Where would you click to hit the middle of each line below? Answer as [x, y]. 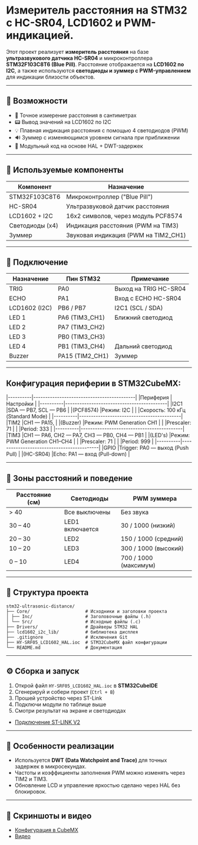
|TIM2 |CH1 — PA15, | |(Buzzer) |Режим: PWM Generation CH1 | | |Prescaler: [99, 422]
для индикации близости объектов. [51, 77]
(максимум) [138, 565]
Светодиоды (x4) [34, 225]
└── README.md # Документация [64, 648]
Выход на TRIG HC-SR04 [150, 289]
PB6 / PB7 [72, 308]
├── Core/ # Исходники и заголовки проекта [87, 611]
